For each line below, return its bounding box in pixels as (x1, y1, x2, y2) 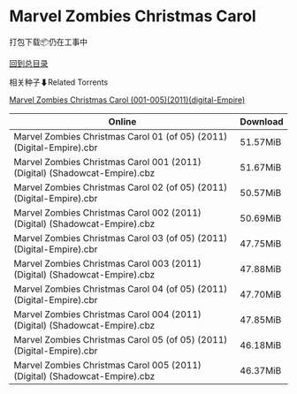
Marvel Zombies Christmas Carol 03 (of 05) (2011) (13, 231, 228, 244)
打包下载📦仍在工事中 (9, 36, 88, 47)
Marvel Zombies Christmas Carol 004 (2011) (13, 307, 202, 320)
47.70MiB (240, 288, 282, 300)
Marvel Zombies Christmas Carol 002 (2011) (13, 206, 202, 218)
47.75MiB (240, 237, 282, 249)
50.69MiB (240, 212, 282, 224)
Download (240, 115, 284, 127)
